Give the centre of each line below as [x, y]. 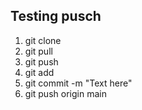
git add [39, 72]
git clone [43, 40]
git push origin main [65, 93]
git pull [38, 51]
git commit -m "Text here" [78, 83]
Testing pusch [56, 16]
